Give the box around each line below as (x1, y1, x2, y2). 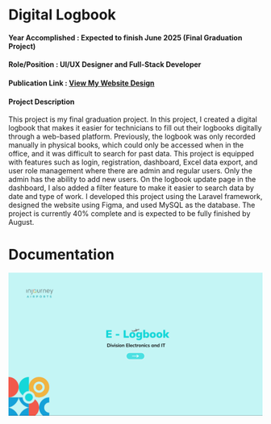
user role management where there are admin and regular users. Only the (8, 166, 252, 176)
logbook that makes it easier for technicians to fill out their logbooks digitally (8, 123, 262, 133)
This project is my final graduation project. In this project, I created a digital (8, 114, 258, 124)
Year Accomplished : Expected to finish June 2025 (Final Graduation (8, 32, 243, 42)
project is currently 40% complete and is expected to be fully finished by (8, 209, 251, 218)
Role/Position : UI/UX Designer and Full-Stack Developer (8, 60, 202, 69)
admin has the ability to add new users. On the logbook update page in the (8, 175, 256, 185)
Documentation (8, 246, 115, 264)
